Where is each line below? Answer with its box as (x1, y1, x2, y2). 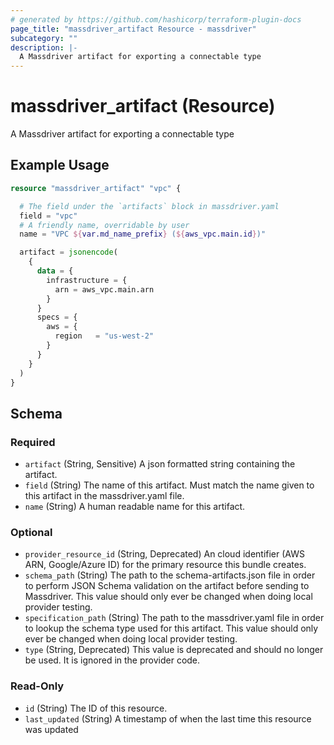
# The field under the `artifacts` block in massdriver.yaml (19, 201, 280, 211)
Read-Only (10, 679, 65, 693)
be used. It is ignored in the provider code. (24, 654, 201, 666)
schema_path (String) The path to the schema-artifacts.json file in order (24, 569, 316, 581)
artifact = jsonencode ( (19, 247, 118, 258)
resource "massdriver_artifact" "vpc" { (10, 183, 182, 193)
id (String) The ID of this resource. (24, 702, 168, 714)
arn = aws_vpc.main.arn (54, 284, 155, 295)
